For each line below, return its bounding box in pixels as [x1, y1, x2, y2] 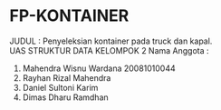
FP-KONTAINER [9, 5, 130, 26]
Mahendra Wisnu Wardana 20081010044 [22, 63, 177, 74]
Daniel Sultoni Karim [22, 82, 99, 93]
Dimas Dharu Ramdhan [22, 92, 109, 103]
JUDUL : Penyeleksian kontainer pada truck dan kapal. [9, 35, 213, 46]
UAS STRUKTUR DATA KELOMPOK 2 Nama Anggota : [9, 45, 210, 55]
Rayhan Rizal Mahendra [22, 72, 111, 83]
